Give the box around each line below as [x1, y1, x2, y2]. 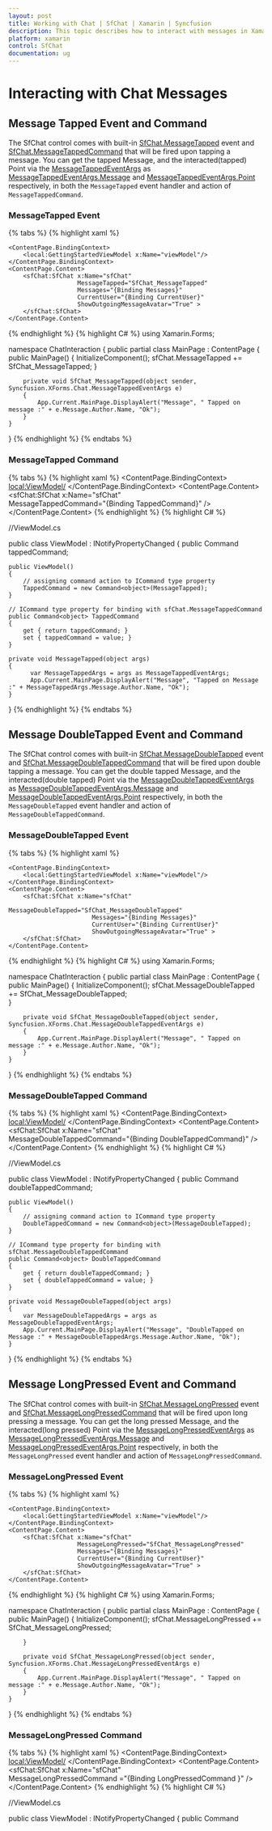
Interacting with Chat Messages [8, 84, 228, 103]
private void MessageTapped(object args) [8, 655, 151, 663]
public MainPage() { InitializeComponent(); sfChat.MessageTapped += [8, 353, 243, 363]
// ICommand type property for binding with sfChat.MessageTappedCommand [8, 605, 263, 614]
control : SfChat [8, 42, 63, 50]
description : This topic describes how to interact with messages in [8, 27, 249, 35]
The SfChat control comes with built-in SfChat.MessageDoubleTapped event [8, 750, 264, 759]
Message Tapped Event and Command [8, 117, 208, 130]
